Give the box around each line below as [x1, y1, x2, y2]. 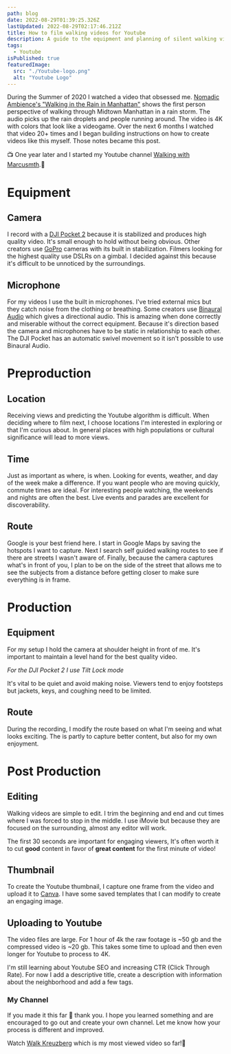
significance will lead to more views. [7, 433, 110, 441]
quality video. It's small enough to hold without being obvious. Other [7, 238, 201, 246]
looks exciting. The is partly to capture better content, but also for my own [7, 732, 217, 740]
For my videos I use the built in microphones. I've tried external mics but [7, 297, 212, 306]
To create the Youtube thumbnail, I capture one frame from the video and [7, 883, 214, 891]
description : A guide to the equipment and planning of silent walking [7, 36, 217, 43]
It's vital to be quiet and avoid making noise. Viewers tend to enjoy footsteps [7, 679, 223, 687]
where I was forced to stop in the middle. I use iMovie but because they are [7, 816, 221, 825]
